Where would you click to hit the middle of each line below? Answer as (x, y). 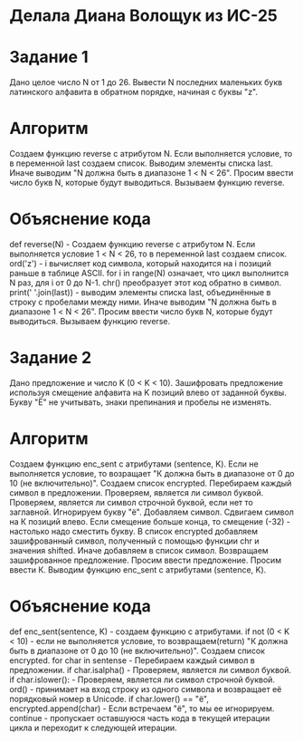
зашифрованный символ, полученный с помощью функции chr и (134, 541)
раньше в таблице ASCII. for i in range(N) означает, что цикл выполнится (149, 273)
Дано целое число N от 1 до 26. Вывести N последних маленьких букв (146, 82)
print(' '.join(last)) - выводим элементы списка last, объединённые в (140, 292)
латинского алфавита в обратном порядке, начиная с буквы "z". (134, 92)
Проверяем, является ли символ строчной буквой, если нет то (131, 502)
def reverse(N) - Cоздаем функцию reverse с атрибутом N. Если (133, 244)
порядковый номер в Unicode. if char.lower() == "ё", (109, 699)
